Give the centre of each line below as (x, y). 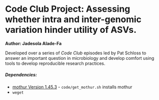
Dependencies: (21, 75)
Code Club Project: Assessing (68, 9)
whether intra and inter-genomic (73, 19)
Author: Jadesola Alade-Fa (33, 43)
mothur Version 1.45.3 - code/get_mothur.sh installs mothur (72, 87)
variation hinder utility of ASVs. (71, 30)
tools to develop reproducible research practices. (55, 63)
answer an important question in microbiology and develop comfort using (80, 58)
